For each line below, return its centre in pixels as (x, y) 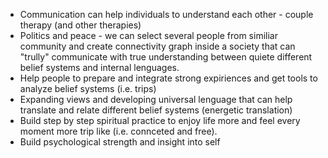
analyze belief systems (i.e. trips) (88, 88)
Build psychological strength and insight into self (120, 142)
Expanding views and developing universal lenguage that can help (156, 99)
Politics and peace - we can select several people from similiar (148, 35)
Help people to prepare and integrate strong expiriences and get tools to (168, 78)
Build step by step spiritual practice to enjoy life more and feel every (160, 120)
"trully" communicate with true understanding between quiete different (166, 57)
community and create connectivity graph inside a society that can (157, 46)
